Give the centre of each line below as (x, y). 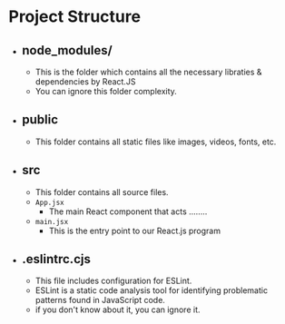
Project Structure (75, 17)
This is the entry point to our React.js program (135, 231)
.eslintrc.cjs (56, 259)
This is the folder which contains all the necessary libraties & (148, 72)
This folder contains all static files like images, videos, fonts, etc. (156, 142)
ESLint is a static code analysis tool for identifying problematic (152, 290)
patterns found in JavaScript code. (100, 300)
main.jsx (52, 221)
